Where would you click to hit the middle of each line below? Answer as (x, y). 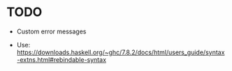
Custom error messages (51, 31)
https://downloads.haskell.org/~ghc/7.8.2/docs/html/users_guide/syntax (121, 52)
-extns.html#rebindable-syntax (61, 59)
